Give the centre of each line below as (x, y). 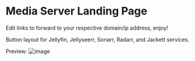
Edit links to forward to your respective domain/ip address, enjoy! (87, 28)
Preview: (17, 51)
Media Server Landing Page (77, 11)
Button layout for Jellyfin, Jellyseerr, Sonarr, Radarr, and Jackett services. (98, 39)
